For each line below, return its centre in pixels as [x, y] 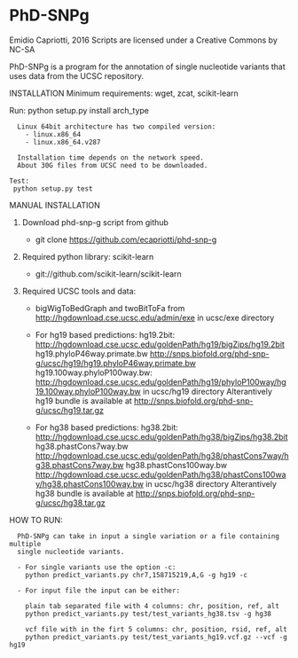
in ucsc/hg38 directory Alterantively [212, 483]
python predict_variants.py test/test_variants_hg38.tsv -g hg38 [149, 614]
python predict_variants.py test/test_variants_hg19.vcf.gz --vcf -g [157, 637]
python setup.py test [53, 188]
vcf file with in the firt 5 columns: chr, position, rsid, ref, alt [157, 629]
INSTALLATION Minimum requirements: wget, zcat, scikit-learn [124, 93]
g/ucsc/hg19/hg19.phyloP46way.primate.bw [116, 363]
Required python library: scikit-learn [88, 256]
